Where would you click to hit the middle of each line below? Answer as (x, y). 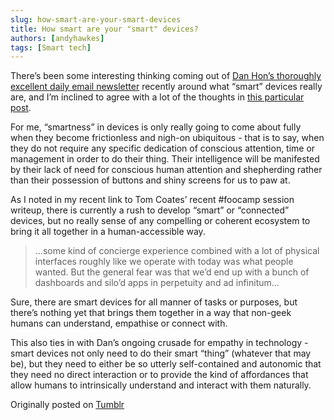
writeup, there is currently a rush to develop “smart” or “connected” (150, 210)
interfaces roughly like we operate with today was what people (164, 262)
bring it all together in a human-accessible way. (108, 232)
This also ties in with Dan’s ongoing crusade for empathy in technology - (159, 343)
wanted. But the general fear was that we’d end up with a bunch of (172, 272)
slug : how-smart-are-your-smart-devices (96, 19)
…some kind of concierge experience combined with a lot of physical (177, 251)
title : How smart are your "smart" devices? (104, 29)
